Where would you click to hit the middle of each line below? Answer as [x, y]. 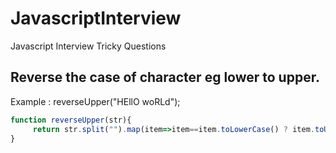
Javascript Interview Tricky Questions [88, 46]
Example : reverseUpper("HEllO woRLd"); [95, 101]
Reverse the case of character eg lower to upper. [165, 77]
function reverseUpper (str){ [71, 120]
